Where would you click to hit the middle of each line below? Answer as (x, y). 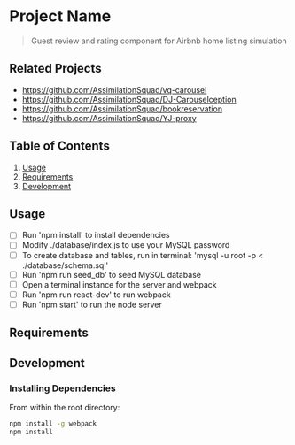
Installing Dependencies (63, 388)
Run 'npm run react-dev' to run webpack (96, 295)
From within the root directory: (65, 407)
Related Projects (55, 69)
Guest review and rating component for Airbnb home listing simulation (159, 41)
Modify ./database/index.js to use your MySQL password (126, 245)
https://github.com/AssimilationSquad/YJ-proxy (109, 118)
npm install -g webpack (53, 423)
